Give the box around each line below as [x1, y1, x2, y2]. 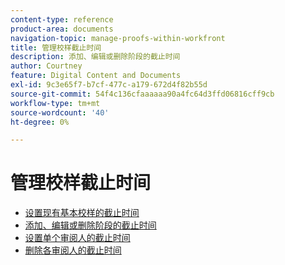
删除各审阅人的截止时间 [24, 244, 122, 256]
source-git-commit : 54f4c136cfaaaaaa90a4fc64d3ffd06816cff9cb [10, 89, 275, 99]
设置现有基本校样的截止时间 [24, 207, 140, 219]
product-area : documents [10, 24, 114, 34]
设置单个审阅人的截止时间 [24, 232, 131, 244]
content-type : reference [10, 14, 114, 25]
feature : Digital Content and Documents [10, 71, 182, 81]
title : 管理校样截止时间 [10, 42, 102, 53]
